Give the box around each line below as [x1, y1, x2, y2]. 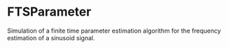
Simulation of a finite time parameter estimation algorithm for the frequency [7, 27, 222, 35]
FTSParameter [7, 4, 92, 20]
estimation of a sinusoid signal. [7, 33, 95, 42]
